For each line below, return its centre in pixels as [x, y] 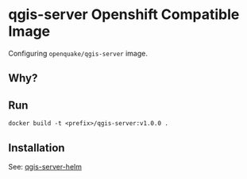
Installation [37, 148]
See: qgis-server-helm [45, 166]
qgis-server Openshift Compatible [124, 15]
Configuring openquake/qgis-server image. [78, 53]
